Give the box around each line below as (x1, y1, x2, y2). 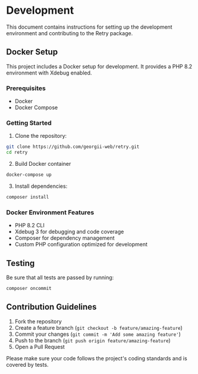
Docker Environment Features (6, 208, 95, 217)
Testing (6, 258, 35, 268)
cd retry (6, 150, 28, 156)
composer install (6, 194, 49, 200)
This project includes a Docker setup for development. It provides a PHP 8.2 (6, 63, 193, 70)
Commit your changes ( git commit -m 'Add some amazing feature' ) (14, 330, 181, 338)
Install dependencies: (14, 183, 68, 190)
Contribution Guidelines (6, 302, 97, 312)
